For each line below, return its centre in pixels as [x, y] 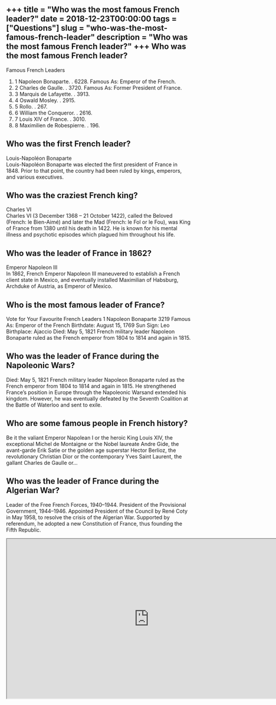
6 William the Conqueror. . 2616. [53, 113]
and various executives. [35, 177]
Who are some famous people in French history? [97, 423]
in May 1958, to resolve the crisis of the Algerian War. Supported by [88, 517]
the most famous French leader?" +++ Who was [96, 47]
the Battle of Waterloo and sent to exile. [54, 405]
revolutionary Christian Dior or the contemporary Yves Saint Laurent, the [94, 456]
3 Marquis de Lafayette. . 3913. [52, 94]
